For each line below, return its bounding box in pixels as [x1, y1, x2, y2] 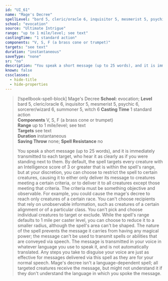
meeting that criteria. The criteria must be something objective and [17, 185, 155, 191]
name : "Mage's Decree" [5, 12, 52, 17]
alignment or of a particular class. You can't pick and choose [17, 206, 143, 212]
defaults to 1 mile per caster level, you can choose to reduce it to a [17, 217, 154, 223]
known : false [5, 68, 32, 73]
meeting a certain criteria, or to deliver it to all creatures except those [17, 180, 160, 186]
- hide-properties [9, 82, 48, 87]
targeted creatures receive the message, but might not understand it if [17, 265, 162, 271]
